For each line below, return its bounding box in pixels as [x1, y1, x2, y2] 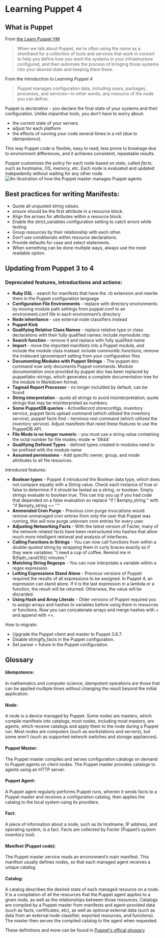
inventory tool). [5, 831, 36, 837]
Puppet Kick [12, 321, 38, 327]
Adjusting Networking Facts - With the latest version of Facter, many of [12, 523, 159, 529]
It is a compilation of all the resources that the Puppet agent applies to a [5, 892, 151, 898]
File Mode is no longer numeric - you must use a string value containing [12, 431, 160, 437]
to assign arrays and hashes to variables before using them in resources [12, 601, 159, 607]
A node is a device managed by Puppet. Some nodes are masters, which [5, 713, 152, 719]
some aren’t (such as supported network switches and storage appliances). [5, 734, 158, 740]
